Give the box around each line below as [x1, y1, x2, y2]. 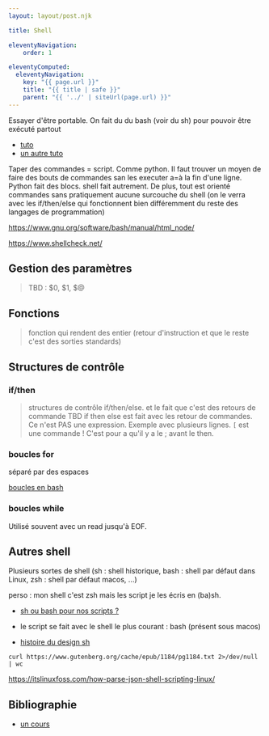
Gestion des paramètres [8, 262, 132, 276]
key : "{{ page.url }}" [23, 78, 99, 87]
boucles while [8, 503, 65, 514]
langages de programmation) [8, 207, 105, 217]
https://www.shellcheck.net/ [8, 238, 103, 247]
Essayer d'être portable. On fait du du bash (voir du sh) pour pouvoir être [8, 115, 252, 125]
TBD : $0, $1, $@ [27, 283, 85, 293]
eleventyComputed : [8, 63, 70, 71]
